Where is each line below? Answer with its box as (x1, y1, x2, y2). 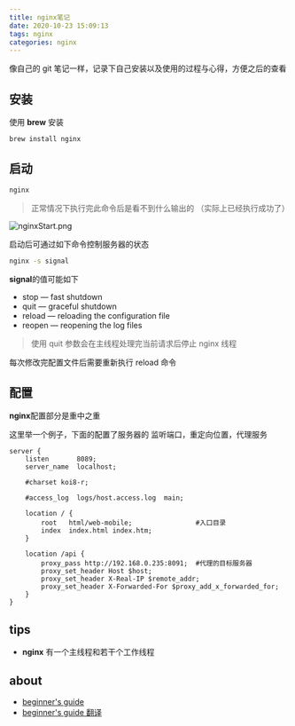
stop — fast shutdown (21, 291, 104, 302)
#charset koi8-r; (25, 478, 89, 487)
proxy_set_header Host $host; (41, 567, 152, 576)
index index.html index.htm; (41, 526, 152, 535)
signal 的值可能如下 (9, 273, 80, 284)
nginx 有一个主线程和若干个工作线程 (21, 647, 155, 658)
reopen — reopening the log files (21, 320, 143, 330)
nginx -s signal (9, 256, 69, 265)
